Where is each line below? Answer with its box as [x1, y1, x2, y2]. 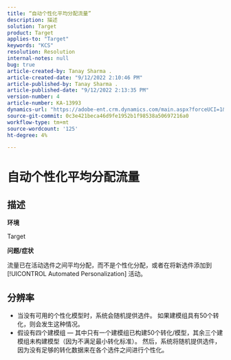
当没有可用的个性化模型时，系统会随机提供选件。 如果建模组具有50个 [16, 311, 213, 320]
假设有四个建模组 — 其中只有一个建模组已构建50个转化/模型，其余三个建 [16, 328, 223, 337]
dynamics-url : [7, 106, 48, 113]
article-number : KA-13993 [7, 100, 81, 107]
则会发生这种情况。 [29, 320, 84, 328]
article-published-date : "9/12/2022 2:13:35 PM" [7, 87, 149, 94]
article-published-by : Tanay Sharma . [7, 81, 118, 87]
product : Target [7, 29, 54, 36]
